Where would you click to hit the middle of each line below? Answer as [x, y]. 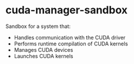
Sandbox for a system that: [38, 26]
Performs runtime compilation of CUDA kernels [71, 44]
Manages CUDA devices [43, 49]
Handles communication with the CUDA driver [70, 37]
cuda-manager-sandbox [66, 10]
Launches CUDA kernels [43, 56]
